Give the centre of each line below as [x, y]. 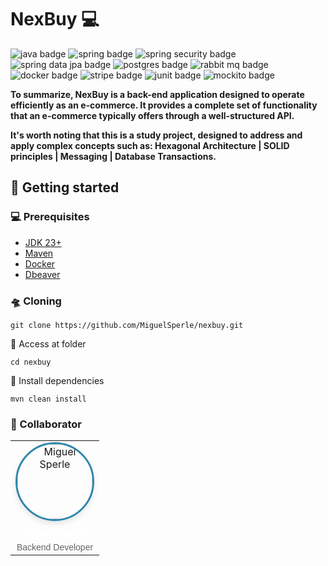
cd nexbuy [31, 362]
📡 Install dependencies [57, 380]
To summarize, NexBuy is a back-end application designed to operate [157, 94]
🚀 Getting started [65, 187]
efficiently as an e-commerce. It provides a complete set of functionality [164, 105]
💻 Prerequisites [50, 217]
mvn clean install [48, 399]
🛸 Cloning [36, 301]
